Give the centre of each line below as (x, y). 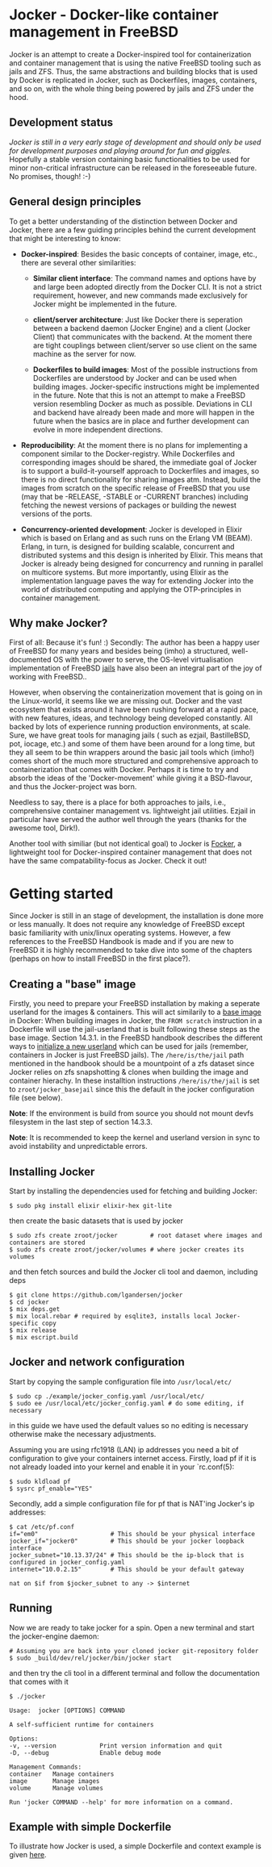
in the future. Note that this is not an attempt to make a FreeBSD (139, 395)
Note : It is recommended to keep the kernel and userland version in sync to (135, 1138)
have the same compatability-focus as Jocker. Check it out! (108, 861)
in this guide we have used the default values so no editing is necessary (129, 1425)
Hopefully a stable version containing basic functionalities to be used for (130, 159)
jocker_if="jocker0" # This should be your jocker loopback (127, 1541)
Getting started (61, 894)
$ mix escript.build (44, 1337)
